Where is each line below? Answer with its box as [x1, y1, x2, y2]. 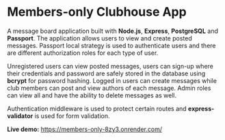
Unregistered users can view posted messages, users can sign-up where [7, 62, 214, 70]
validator [7, 111, 34, 120]
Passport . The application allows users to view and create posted [7, 34, 193, 42]
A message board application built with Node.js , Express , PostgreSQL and [7, 27, 219, 35]
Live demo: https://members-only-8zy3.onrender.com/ [7, 125, 163, 133]
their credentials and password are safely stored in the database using [7, 69, 206, 78]
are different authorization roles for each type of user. [7, 49, 159, 57]
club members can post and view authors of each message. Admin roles [7, 84, 211, 92]
